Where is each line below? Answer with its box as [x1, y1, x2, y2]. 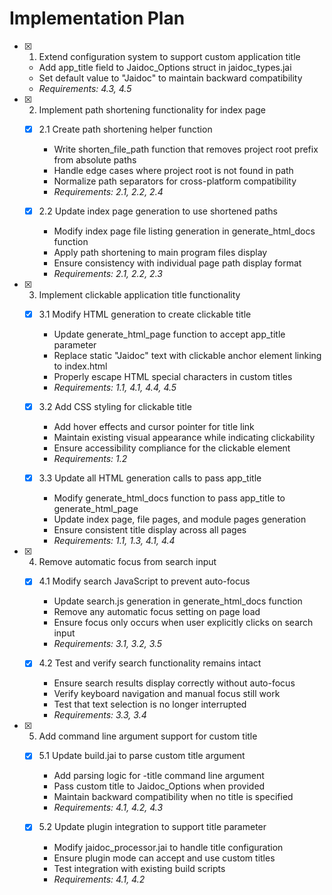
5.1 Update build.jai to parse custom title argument [38, 750, 246, 762]
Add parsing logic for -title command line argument [53, 770, 265, 782]
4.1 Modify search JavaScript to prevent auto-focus [38, 575, 251, 587]
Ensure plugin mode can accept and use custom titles [53, 852, 276, 864]
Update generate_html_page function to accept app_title [53, 328, 286, 341]
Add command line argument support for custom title [38, 730, 258, 742]
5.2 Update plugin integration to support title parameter [38, 821, 267, 833]
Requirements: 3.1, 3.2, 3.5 [53, 638, 163, 650]
